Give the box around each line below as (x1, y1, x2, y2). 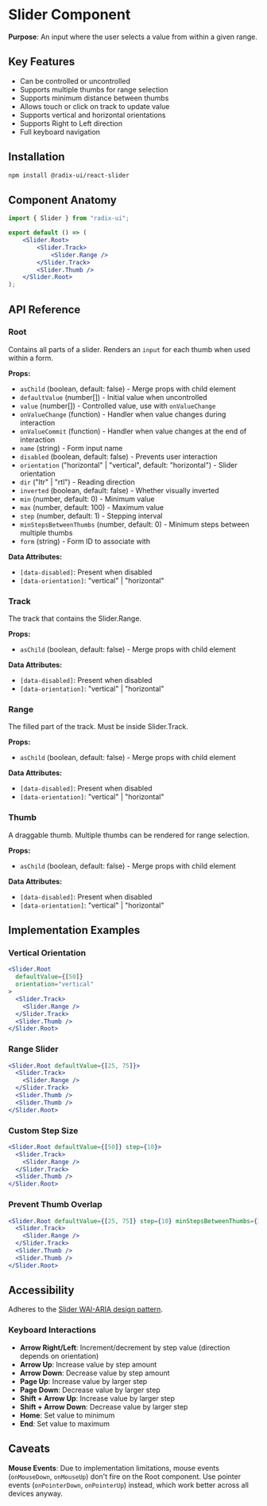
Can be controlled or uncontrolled (19, 76, 131, 85)
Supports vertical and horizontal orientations (19, 110, 166, 120)
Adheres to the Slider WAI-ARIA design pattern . (8, 1304, 163, 1314)
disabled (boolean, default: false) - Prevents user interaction (19, 452, 219, 461)
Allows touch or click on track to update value (19, 101, 170, 111)
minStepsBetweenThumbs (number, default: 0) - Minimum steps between (19, 520, 250, 529)
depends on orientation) (19, 1351, 99, 1360)
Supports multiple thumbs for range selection (19, 84, 168, 94)
